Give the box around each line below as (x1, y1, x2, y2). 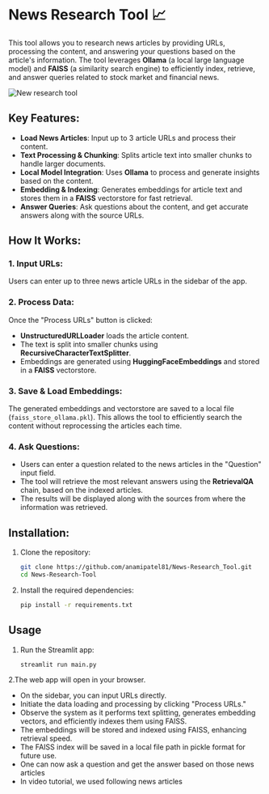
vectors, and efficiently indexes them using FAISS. (19, 716, 187, 726)
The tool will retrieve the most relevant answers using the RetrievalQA (19, 477, 254, 486)
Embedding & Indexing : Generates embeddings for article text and (19, 185, 242, 194)
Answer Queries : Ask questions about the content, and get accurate (19, 202, 249, 211)
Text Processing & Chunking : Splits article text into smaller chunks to (19, 150, 252, 159)
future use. (19, 751, 57, 761)
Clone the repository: (19, 547, 91, 558)
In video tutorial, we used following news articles (19, 777, 183, 787)
